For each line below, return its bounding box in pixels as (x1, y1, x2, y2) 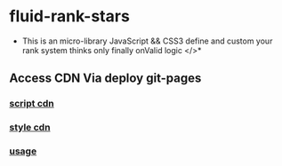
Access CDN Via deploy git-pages (9, 71, 202, 86)
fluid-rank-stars (9, 6, 131, 27)
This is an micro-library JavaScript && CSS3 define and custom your (21, 36, 273, 46)
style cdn (9, 122, 51, 134)
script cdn (9, 98, 55, 110)
